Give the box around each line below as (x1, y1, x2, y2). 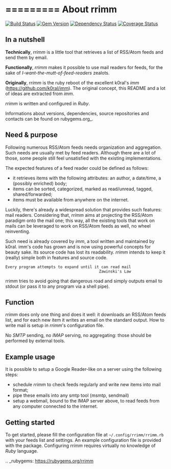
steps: (5, 372, 18, 378)
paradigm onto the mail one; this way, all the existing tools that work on (5, 217, 155, 224)
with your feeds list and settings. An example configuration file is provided (5, 437, 162, 443)
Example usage (5, 352, 55, 361)
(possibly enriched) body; (12, 180, 67, 186)
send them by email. (5, 54, 48, 60)
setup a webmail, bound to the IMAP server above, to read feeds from (12, 398, 160, 404)
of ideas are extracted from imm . (5, 91, 75, 97)
